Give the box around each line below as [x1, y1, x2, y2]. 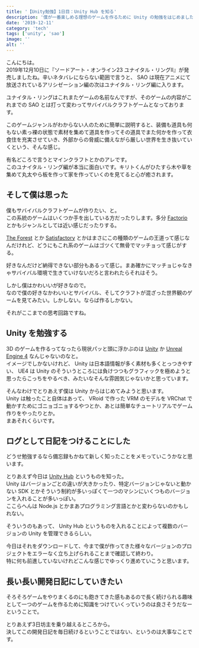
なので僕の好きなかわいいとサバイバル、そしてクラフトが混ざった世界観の [6, 289, 188, 296]
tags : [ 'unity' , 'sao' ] [6, 31, 65, 37]
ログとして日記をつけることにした [6, 436, 131, 446]
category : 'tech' [6, 25, 49, 31]
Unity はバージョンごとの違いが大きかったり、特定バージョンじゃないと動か [6, 480, 191, 487]
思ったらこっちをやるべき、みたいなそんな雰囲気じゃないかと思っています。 [6, 374, 191, 382]
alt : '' [6, 42, 25, 48]
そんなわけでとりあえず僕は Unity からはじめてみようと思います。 [6, 387, 167, 395]
